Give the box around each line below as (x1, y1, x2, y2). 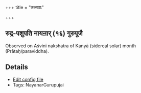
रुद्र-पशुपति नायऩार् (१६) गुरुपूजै (5, 29, 83, 38)
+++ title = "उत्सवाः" (5, 5, 44, 10)
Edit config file (12, 76, 43, 82)
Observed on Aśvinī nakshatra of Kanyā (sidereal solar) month (5, 43, 136, 49)
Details (5, 63, 28, 72)
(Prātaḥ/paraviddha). (5, 48, 50, 54)
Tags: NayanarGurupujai (12, 81, 64, 88)
